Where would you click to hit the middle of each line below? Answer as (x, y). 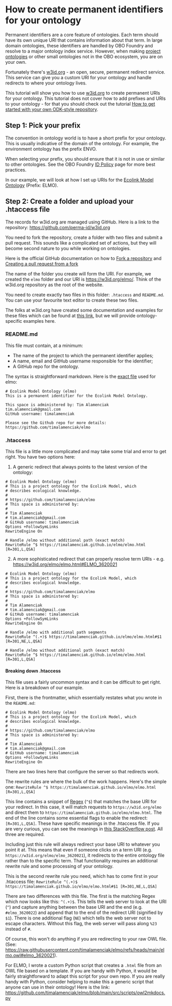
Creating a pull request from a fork (42, 264)
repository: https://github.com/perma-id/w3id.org (58, 227)
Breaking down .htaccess (33, 671)
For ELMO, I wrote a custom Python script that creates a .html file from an (83, 965)
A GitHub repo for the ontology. (46, 366)
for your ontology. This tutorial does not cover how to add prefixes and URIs (85, 98)
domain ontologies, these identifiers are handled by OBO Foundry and (79, 45)
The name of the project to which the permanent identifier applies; (83, 355)
